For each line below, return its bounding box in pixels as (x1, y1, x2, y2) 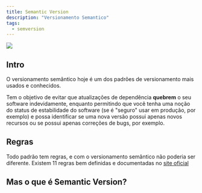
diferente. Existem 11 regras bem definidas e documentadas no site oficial (6, 159, 189, 166)
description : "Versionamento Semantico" (6, 15, 110, 21)
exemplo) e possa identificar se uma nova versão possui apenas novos (6, 113, 183, 120)
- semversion (11, 25, 45, 32)
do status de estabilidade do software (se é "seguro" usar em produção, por (6, 106, 196, 114)
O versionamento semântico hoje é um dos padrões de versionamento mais (6, 76, 194, 83)
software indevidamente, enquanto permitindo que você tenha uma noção (6, 100, 191, 108)
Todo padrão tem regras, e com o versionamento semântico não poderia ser (6, 152, 196, 160)
